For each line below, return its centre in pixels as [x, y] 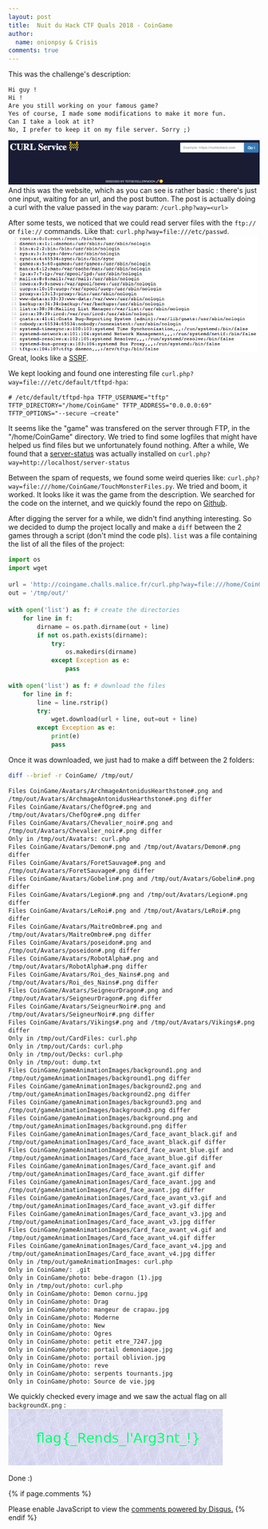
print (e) [65, 737]
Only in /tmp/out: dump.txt [55, 1062]
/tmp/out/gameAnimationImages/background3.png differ [100, 1110]
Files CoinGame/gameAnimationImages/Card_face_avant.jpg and [112, 1182]
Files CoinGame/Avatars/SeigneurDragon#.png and [91, 990]
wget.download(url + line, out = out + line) [124, 719]
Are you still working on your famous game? [83, 106]
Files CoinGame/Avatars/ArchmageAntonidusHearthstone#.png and [116, 791]
